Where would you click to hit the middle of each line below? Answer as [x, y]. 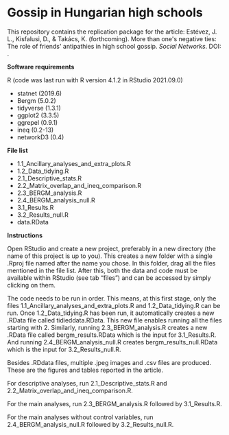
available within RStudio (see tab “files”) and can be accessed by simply [109, 278]
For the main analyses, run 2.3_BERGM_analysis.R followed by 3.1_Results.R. [115, 403]
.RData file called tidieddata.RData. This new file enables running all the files [114, 320]
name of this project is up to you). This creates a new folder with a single [110, 256]
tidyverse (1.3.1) [39, 108]
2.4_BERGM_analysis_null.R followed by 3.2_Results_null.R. [91, 424]
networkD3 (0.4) [40, 137]
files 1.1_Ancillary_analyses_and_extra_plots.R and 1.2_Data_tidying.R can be [114, 305]
